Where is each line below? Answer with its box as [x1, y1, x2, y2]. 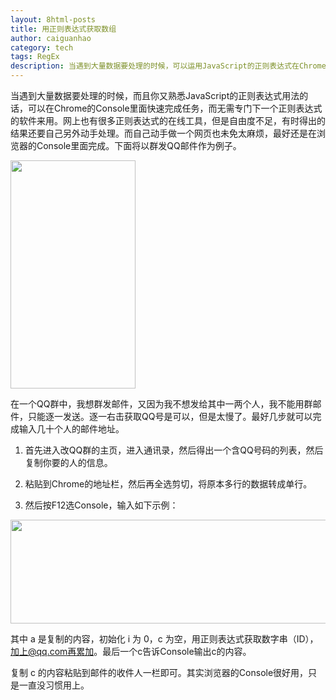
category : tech [10, 42, 74, 53]
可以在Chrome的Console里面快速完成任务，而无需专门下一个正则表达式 [27, 102, 323, 114]
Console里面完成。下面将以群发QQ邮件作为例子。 [36, 140, 242, 151]
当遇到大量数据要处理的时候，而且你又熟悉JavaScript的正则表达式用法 [10, 90, 300, 101]
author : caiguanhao [10, 33, 92, 43]
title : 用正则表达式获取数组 [10, 24, 117, 34]
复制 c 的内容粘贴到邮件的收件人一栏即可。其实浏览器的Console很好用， [10, 667, 309, 678]
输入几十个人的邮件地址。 [18, 423, 125, 435]
